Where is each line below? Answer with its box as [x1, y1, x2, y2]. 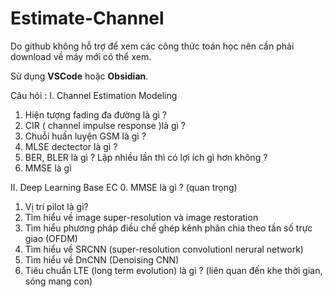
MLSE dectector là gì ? [24, 140, 118, 152]
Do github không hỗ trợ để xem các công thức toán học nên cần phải [10, 40, 295, 52]
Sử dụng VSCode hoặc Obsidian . [10, 70, 149, 82]
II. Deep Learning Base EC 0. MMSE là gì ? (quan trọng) [10, 181, 238, 193]
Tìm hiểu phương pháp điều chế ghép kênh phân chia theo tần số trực [24, 222, 313, 234]
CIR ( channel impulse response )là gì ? [24, 119, 187, 131]
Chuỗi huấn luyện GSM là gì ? [24, 130, 147, 142]
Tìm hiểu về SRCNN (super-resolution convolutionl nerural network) [24, 243, 304, 255]
